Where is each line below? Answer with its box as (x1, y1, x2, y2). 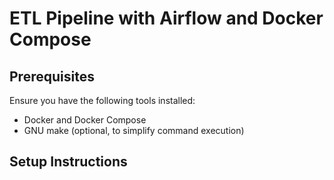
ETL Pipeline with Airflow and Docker (9, 7, 324, 30)
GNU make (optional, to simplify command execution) (23, 125, 245, 136)
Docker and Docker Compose (23, 114, 147, 126)
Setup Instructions (9, 153, 128, 171)
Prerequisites (9, 68, 95, 85)
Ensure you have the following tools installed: (9, 95, 196, 106)
